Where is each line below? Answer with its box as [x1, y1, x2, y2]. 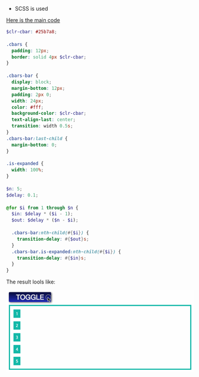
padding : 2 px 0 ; [11, 92, 52, 98]
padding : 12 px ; [11, 48, 49, 54]
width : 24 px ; [11, 98, 44, 104]
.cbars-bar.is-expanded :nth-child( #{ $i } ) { [11, 248, 121, 255]
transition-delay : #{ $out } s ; [17, 236, 89, 242]
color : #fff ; [11, 104, 44, 110]
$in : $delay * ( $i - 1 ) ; [11, 211, 73, 217]
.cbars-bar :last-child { [6, 135, 68, 142]
